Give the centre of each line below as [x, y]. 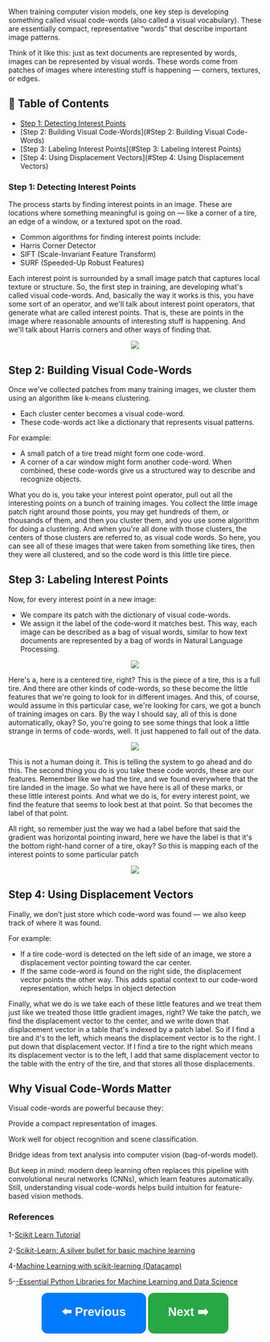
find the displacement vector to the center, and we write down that [119, 1021]
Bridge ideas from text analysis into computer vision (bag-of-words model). [133, 1155]
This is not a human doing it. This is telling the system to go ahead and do [130, 762]
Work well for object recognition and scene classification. [103, 1139]
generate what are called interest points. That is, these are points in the [126, 312]
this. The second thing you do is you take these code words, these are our [131, 770]
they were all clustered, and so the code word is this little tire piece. [120, 554]
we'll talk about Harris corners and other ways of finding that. [110, 330]
